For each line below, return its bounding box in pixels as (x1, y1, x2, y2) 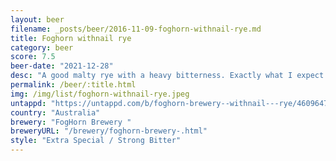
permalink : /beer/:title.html (10, 80, 137, 90)
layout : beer (10, 14, 65, 25)
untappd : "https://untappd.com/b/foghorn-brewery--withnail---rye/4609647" (10, 98, 333, 108)
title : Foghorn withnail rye (10, 33, 132, 43)
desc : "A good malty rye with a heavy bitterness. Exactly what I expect (10, 71, 325, 81)
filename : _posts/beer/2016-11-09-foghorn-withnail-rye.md (10, 24, 262, 34)
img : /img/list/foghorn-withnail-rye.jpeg (10, 89, 190, 99)
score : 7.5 (10, 52, 56, 62)
